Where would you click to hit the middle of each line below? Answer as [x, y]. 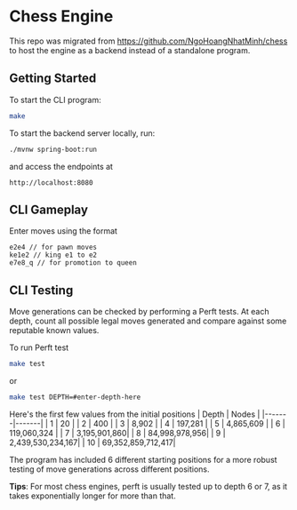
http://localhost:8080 [51, 183]
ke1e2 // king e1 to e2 [53, 255]
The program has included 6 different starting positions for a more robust [143, 459]
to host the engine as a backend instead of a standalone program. [130, 50]
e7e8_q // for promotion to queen [73, 263]
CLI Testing [41, 290]
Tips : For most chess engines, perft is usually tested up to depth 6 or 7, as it [148, 486]
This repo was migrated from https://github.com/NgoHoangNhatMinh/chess [148, 41]
